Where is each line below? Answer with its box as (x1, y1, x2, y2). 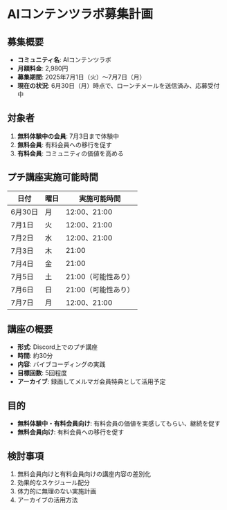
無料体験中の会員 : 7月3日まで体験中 (17, 132, 120, 140)
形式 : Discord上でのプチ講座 (17, 343, 98, 351)
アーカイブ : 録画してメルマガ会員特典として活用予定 (17, 377, 166, 386)
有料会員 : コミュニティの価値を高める (17, 149, 124, 158)
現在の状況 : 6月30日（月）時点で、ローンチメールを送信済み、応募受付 (17, 82, 220, 90)
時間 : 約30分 (17, 352, 53, 360)
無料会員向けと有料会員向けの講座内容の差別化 (17, 470, 151, 478)
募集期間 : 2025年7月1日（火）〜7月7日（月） (17, 73, 146, 81)
